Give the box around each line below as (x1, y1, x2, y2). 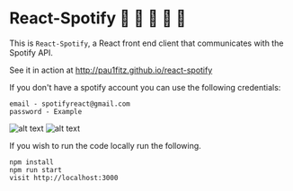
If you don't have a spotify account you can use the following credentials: (9, 82, 281, 92)
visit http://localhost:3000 (9, 173, 119, 182)
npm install (9, 157, 54, 167)
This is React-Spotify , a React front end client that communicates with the (9, 38, 284, 48)
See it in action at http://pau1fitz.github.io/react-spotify (9, 65, 213, 75)
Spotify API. (9, 47, 54, 57)
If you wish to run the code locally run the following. (9, 140, 202, 151)
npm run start (9, 165, 63, 174)
